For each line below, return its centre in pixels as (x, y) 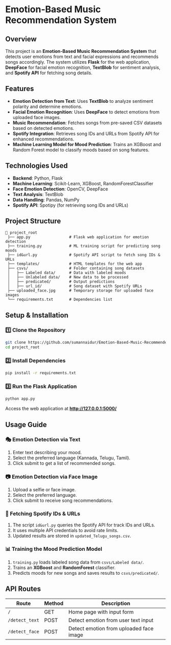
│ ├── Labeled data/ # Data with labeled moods (67, 273)
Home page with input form (101, 612)
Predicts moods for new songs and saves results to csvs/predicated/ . (86, 573)
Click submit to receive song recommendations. (63, 500)
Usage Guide (26, 424)
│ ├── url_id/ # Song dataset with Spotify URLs (75, 286)
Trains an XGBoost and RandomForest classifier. (64, 567)
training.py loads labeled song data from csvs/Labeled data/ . (78, 562)
